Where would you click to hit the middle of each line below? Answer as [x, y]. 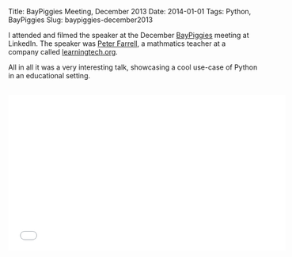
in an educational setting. [49, 76]
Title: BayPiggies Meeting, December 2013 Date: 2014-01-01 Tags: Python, [130, 11]
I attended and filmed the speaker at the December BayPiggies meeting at [129, 35]
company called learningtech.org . [63, 52]
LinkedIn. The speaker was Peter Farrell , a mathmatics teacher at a [117, 43]
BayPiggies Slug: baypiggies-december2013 [80, 20]
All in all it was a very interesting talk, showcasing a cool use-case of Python [133, 67]
